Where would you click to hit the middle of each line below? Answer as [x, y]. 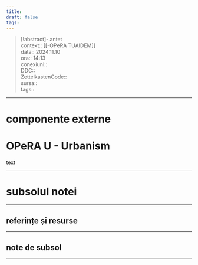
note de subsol [34, 248]
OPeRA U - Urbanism [58, 146]
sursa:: [29, 83]
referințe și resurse [42, 220]
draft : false [22, 17]
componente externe [58, 119]
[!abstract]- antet [41, 40]
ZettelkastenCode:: [44, 77]
